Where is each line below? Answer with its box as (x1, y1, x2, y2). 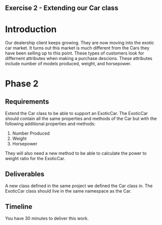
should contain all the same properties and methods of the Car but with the (5, 115, 157, 122)
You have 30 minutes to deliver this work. (5, 215, 89, 221)
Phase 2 (5, 78, 39, 89)
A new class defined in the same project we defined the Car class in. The (5, 183, 153, 189)
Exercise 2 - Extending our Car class (5, 4, 119, 12)
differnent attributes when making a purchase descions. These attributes (5, 56, 153, 61)
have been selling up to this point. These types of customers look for (5, 50, 144, 56)
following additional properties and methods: (5, 121, 96, 127)
